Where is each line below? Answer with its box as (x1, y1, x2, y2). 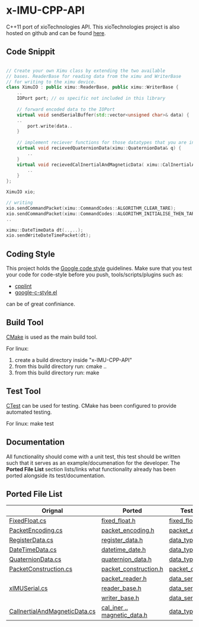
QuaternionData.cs (9, 555, 62, 563)
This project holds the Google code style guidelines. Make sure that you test (6, 265, 192, 272)
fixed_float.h (101, 516, 136, 525)
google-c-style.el (14, 289, 57, 296)
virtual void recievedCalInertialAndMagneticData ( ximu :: (17, 162, 163, 168)
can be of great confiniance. (6, 301, 75, 308)
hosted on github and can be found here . (6, 29, 106, 36)
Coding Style (6, 249, 55, 259)
